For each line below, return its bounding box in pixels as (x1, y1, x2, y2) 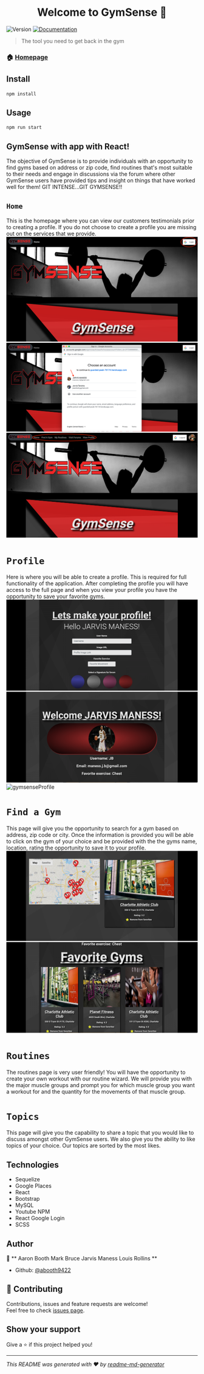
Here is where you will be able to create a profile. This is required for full (6, 574, 187, 581)
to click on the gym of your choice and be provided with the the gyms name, (6, 837, 197, 845)
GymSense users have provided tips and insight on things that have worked (6, 177, 195, 184)
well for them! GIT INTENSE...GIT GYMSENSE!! (6, 184, 123, 191)
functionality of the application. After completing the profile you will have (6, 580, 188, 587)
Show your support (6, 1324, 81, 1334)
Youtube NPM (15, 1208, 50, 1215)
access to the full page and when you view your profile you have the (6, 586, 177, 594)
